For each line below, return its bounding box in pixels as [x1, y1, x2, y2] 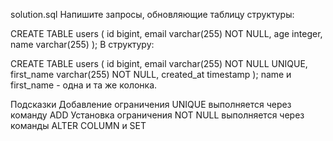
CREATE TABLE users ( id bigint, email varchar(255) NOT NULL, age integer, [10, 28, 323, 39]
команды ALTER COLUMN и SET [10, 120, 147, 131]
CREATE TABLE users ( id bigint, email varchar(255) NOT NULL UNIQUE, [10, 58, 308, 69]
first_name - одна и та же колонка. [10, 79, 158, 91]
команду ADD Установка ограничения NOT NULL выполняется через [10, 109, 305, 121]
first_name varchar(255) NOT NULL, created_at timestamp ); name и [10, 69, 292, 80]
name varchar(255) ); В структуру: [10, 39, 155, 50]
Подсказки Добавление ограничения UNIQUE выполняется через [10, 99, 292, 110]
